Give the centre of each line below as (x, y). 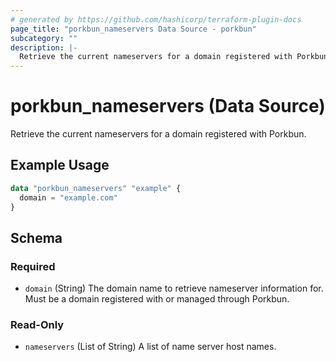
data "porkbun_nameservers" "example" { (96, 188)
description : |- (44, 47)
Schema (36, 237)
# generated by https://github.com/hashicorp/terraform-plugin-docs (156, 19)
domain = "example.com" (68, 197)
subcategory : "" (44, 38)
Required (33, 266)
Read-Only (37, 325)
